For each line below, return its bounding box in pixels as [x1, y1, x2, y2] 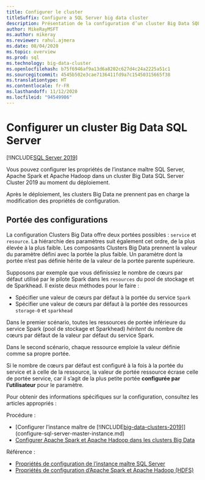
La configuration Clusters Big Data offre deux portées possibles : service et [6, 231, 196, 238]
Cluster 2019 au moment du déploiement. [6, 179, 110, 186]
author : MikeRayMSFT [6, 26, 59, 32]
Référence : [6, 448, 35, 456]
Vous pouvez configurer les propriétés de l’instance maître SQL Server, [6, 166, 185, 173]
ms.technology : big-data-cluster [6, 60, 92, 66]
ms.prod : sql [6, 54, 40, 61]
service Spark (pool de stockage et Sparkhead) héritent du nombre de [6, 325, 183, 332]
